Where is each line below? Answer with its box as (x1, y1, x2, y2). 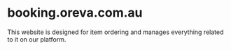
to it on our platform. (7, 35, 66, 43)
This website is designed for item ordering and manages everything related (7, 28, 224, 36)
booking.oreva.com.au (7, 5, 143, 21)
